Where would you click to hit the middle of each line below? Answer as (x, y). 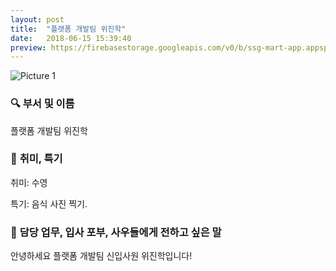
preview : (28, 47)
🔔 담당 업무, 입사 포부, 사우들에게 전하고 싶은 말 (116, 232)
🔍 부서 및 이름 (42, 104)
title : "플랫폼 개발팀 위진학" (68, 29)
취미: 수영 (29, 182)
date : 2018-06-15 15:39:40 (71, 38)
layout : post (37, 19)
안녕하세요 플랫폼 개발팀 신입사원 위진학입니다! (101, 256)
